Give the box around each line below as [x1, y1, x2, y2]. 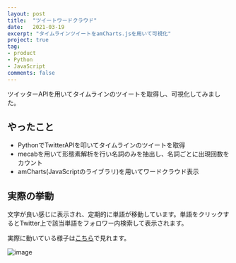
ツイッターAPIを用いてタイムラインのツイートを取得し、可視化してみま [7, 90, 215, 98]
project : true [7, 37, 49, 44]
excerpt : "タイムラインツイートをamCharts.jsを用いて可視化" [7, 30, 172, 37]
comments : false [7, 69, 55, 76]
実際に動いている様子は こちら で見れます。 [7, 234, 131, 243]
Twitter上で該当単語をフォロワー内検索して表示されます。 [19, 219, 188, 228]
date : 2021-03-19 [7, 23, 65, 30]
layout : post [7, 10, 46, 18]
